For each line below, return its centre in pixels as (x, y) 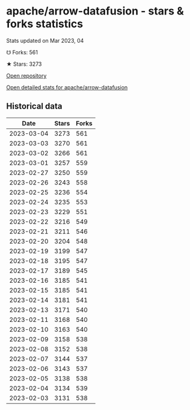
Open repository (26, 75)
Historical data (34, 106)
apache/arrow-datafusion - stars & (95, 11)
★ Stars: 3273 (24, 64)
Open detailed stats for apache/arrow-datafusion (67, 87)
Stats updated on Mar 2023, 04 (45, 40)
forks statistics (44, 24)
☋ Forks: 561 (22, 52)
